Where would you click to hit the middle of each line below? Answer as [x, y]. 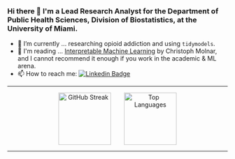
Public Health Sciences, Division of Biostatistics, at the [102, 20]
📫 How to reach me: [47, 74]
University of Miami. [43, 29]
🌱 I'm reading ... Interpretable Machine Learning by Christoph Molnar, [117, 51]
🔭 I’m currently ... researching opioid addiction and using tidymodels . [116, 44]
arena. [27, 66]
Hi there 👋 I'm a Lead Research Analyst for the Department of [113, 11]
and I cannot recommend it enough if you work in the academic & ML [117, 59]
